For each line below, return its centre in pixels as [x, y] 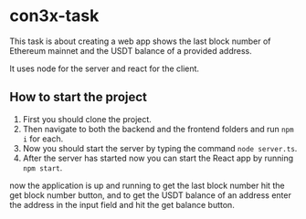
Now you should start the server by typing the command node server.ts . [160, 148]
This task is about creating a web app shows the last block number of [140, 41]
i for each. [43, 139]
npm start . [42, 167]
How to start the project [79, 97]
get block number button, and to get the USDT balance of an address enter [151, 195]
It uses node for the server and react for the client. [104, 68]
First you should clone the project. [87, 119]
